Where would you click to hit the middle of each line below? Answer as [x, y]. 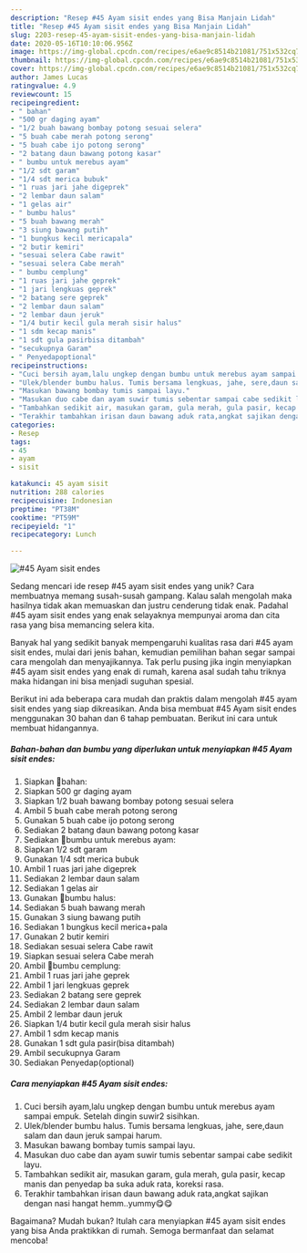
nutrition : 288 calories [57, 492]
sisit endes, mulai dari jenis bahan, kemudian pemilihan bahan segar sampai [153, 652]
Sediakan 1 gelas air [61, 888]
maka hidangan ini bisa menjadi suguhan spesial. [102, 681]
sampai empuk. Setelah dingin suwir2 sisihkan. [111, 1116]
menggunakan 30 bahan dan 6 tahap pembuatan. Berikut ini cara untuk [144, 719]
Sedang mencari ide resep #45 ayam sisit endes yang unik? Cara [132, 586]
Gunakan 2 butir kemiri [66, 937]
